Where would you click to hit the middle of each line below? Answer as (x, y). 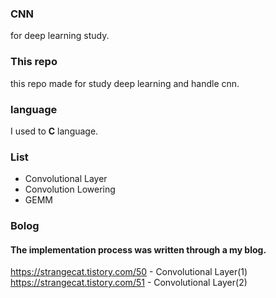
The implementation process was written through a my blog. (138, 249)
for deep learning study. (60, 36)
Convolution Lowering (70, 189)
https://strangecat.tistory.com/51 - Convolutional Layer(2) (129, 283)
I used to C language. (54, 131)
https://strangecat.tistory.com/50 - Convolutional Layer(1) (129, 272)
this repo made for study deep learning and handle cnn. (125, 83)
